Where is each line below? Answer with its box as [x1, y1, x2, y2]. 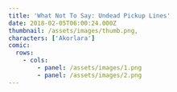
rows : [15, 49, 35, 57]
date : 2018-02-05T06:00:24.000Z [8, 19, 117, 27]
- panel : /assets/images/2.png [37, 71, 142, 79]
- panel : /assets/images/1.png [37, 64, 142, 72]
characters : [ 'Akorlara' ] [8, 34, 95, 42]
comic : [8, 42, 31, 50]
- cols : [23, 57, 48, 65]
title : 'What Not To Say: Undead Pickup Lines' [8, 11, 171, 20]
